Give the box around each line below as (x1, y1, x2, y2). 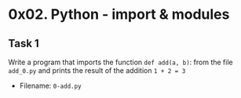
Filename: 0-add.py (19, 81, 82, 90)
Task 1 (8, 37, 39, 50)
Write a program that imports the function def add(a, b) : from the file (8, 57, 233, 67)
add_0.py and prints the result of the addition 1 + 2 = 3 (8, 66, 186, 75)
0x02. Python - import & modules (8, 5, 230, 24)
